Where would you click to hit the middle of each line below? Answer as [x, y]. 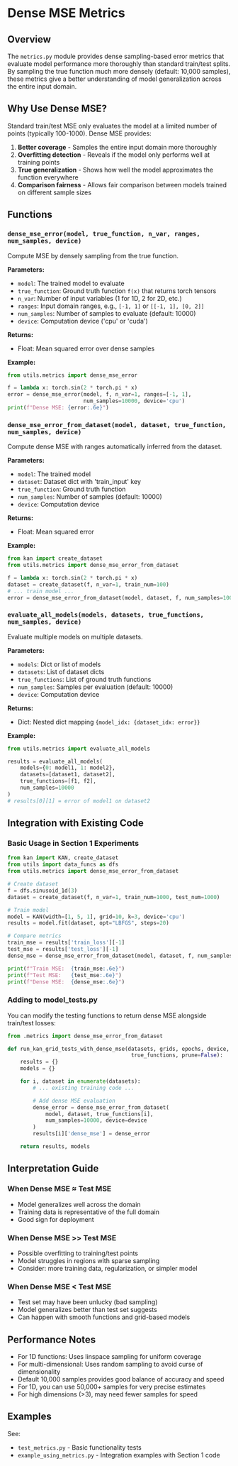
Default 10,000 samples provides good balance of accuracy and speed [121, 1379]
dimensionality [39, 1372]
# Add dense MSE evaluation [74, 1101]
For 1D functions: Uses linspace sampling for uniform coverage [109, 1357]
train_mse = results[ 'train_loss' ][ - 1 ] [66, 943]
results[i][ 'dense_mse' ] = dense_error [92, 1134]
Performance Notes [52, 1339]
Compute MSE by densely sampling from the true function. [93, 255]
